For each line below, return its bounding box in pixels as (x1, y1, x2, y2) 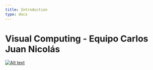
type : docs (5, 12, 28, 17)
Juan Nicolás (5, 43, 61, 55)
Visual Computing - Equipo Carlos (5, 33, 149, 44)
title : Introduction (5, 7, 48, 12)
